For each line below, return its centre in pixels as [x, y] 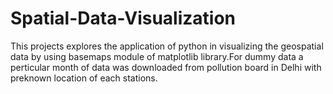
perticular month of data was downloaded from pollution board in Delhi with [166, 67]
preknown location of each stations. [84, 78]
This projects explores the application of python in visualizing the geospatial [167, 46]
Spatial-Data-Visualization [123, 18]
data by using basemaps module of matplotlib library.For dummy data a [157, 56]
